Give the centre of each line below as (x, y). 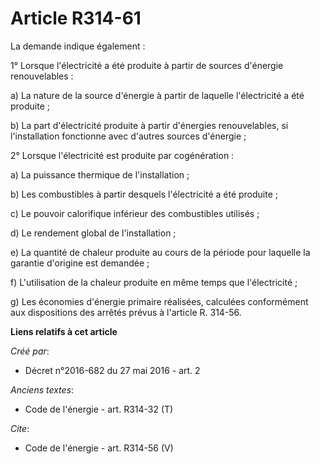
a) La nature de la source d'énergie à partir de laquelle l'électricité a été (157, 95)
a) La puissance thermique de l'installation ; (100, 174)
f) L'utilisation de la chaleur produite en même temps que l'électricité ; (154, 282)
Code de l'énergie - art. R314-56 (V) (99, 448)
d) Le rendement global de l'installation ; (93, 233)
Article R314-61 (76, 18)
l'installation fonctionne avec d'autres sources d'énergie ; (128, 136)
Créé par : (30, 351)
